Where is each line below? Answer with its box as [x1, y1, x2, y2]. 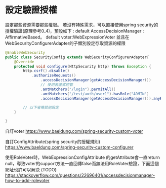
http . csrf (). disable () [23, 69, 70, 74]
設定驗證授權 [5, 4, 58, 16]
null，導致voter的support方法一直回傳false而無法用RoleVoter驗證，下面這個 [5, 161, 159, 167]
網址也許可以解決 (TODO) [5, 167, 57, 173]
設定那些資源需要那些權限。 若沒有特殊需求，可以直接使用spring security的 [5, 22, 158, 28]
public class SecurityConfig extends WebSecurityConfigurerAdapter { [5, 55, 149, 60]
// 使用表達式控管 [40, 82, 73, 87]
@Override [14, 59, 35, 64]
